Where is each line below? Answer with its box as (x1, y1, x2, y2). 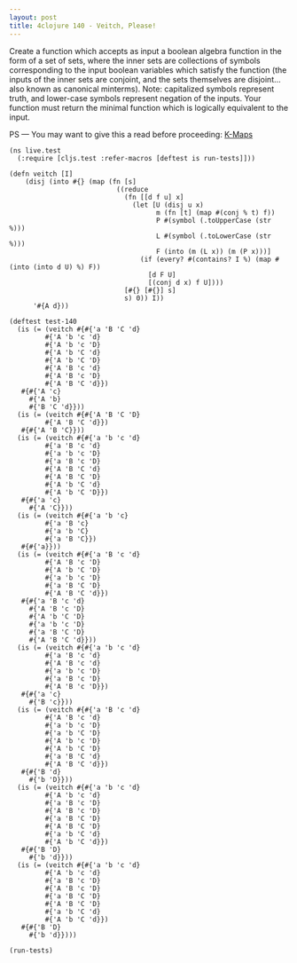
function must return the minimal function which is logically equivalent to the (9, 102, 289, 113)
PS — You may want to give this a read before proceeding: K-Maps (9, 129, 254, 139)
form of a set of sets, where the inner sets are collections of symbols (9, 55, 261, 66)
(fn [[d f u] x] (123, 193, 184, 201)
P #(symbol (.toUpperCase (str (155, 216, 272, 225)
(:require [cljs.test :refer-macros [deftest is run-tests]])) (17, 154, 255, 162)
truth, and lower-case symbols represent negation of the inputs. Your (9, 92, 262, 103)
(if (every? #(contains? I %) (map (140, 255, 272, 264)
